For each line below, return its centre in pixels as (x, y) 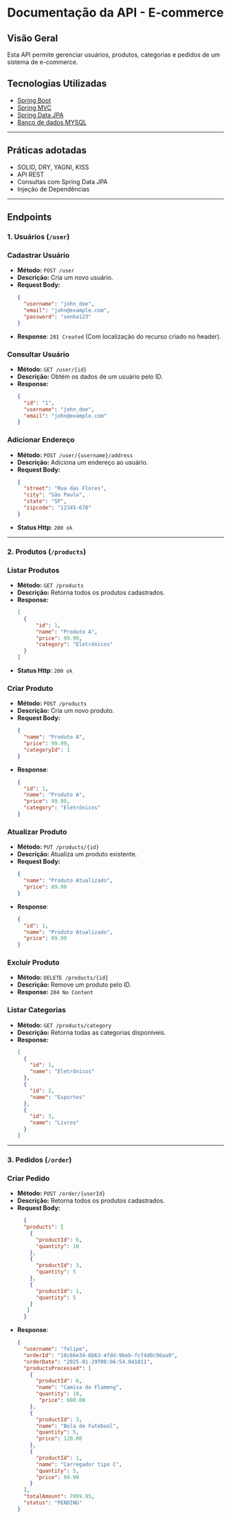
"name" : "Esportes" (58, 1097)
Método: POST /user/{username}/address (75, 455)
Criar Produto (30, 688)
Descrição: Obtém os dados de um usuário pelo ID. (90, 376)
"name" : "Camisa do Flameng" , (79, 1387)
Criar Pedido (29, 1178)
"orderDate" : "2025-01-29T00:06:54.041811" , (88, 1362)
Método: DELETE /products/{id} (63, 978)
